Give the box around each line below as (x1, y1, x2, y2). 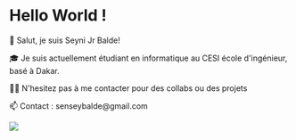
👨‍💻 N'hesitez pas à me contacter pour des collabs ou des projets (9, 82, 248, 94)
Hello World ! (9, 5, 107, 26)
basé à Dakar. (9, 65, 60, 76)
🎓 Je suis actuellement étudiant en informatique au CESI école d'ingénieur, (9, 53, 288, 63)
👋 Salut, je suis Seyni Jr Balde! (9, 35, 120, 45)
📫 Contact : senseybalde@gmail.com (9, 100, 149, 111)
